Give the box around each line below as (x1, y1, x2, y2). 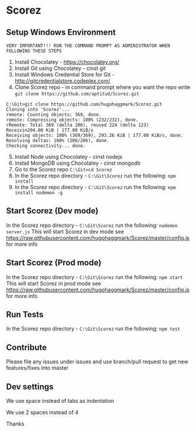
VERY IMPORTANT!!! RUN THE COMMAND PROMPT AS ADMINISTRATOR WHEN (6, 43, 170, 49)
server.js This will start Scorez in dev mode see (6, 228, 124, 235)
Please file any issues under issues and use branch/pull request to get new (6, 358, 189, 365)
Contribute (6, 342, 47, 353)
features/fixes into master (6, 364, 69, 372)
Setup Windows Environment (6, 27, 116, 37)
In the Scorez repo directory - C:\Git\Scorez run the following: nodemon (6, 222, 178, 229)
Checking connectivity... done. (6, 143, 86, 149)
